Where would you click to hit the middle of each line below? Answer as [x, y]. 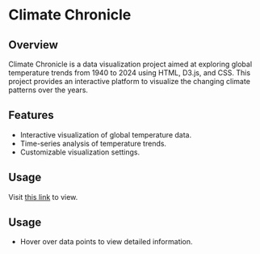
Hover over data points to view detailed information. [106, 242]
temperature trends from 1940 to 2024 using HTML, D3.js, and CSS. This [130, 73]
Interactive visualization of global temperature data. [106, 134]
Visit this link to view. [43, 197]
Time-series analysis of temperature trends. [93, 143]
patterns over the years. [48, 90]
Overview [34, 45]
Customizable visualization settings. [80, 152]
